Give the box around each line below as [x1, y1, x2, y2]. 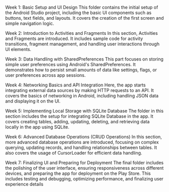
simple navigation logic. [5, 20, 54, 26]
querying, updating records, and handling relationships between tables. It [5, 145, 157, 151]
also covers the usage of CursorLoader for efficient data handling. [5, 150, 142, 156]
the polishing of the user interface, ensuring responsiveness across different [5, 165, 164, 171]
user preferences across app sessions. [5, 72, 86, 78]
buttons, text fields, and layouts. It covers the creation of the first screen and [5, 15, 164, 21]
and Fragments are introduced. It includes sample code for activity [5, 35, 143, 41]
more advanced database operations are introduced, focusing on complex [5, 139, 159, 145]
